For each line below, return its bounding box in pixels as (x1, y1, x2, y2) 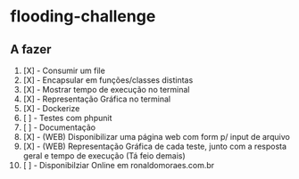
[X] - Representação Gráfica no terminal (22, 94, 171, 104)
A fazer (10, 42, 52, 57)
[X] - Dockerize (22, 103, 80, 113)
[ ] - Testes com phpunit (22, 113, 112, 123)
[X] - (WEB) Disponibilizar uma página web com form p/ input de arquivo (22, 132, 291, 142)
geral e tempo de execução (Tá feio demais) (22, 151, 186, 161)
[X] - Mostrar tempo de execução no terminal (22, 85, 190, 94)
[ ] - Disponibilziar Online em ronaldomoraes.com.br (22, 160, 215, 170)
